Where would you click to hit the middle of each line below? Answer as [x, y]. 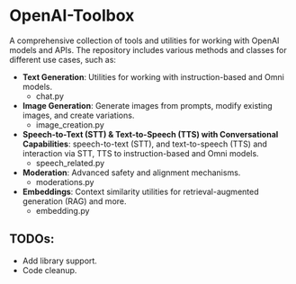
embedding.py [63, 210]
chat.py [50, 96]
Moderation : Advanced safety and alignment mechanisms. [131, 173]
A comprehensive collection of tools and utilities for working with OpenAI [144, 40]
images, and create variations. [78, 115]
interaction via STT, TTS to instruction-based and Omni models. [140, 153]
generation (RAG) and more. [75, 201]
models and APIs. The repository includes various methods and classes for [148, 49]
